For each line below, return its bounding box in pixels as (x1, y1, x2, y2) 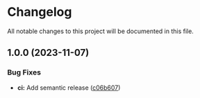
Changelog (7, 4, 72, 20)
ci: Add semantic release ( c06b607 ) (17, 84, 121, 92)
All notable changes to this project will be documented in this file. (7, 27, 194, 35)
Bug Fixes (7, 68, 42, 77)
